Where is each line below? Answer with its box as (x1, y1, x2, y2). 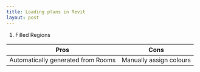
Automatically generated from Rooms (9, 56, 116, 64)
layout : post (6, 15, 40, 21)
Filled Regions (15, 31, 50, 38)
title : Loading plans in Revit (6, 8, 86, 15)
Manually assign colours (121, 56, 191, 64)
